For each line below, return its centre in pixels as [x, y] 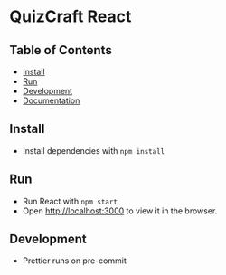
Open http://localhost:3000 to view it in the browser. [120, 211]
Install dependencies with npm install [94, 150]
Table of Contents [61, 50]
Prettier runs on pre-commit [74, 261]
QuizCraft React [71, 17]
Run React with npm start [70, 201]
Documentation [51, 100]
